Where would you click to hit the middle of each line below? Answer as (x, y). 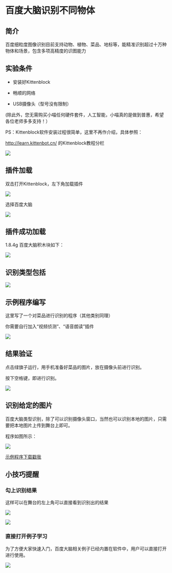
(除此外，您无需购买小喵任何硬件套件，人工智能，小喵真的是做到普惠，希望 (85, 115)
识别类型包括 (26, 272)
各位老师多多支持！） (28, 121)
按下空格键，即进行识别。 (32, 378)
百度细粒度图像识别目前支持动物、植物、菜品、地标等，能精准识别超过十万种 (86, 44)
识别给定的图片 (29, 406)
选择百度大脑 (19, 204)
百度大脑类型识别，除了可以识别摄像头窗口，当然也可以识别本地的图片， (81, 419)
